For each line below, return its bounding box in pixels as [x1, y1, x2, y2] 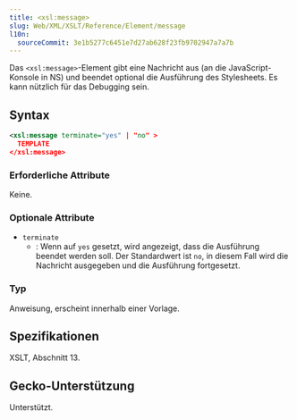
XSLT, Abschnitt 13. [9, 352, 81, 363]
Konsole [9, 72, 39, 83]
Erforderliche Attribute [9, 169, 110, 181]
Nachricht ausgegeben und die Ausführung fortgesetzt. [35, 260, 241, 271]
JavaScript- [227, 63, 272, 73]
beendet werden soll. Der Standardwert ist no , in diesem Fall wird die [35, 251, 289, 262]
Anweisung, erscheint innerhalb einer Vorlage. [9, 303, 181, 314]
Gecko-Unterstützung [9, 378, 135, 393]
